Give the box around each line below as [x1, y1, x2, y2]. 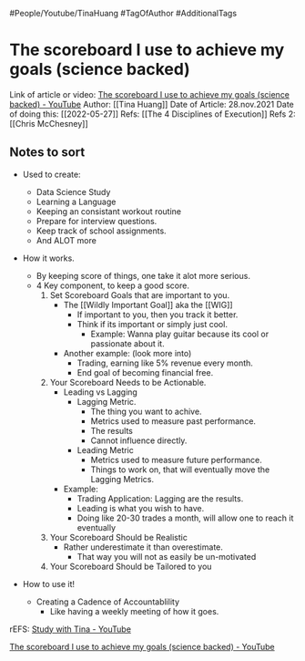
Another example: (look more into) [63, 347, 192, 358]
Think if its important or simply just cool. [76, 318, 228, 329]
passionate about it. [90, 337, 166, 349]
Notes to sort [9, 145, 86, 160]
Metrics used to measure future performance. [90, 454, 262, 465]
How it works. [22, 253, 75, 263]
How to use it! [22, 578, 76, 589]
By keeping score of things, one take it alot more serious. [36, 270, 250, 281]
